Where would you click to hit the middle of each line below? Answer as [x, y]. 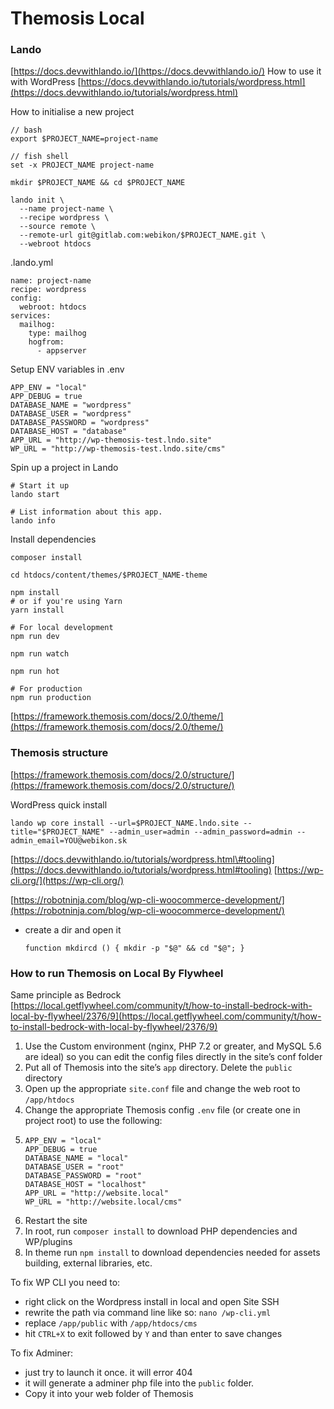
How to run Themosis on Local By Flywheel [117, 973]
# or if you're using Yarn [66, 602]
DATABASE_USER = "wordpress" [71, 414]
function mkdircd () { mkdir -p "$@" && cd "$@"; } [134, 948]
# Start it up [40, 486]
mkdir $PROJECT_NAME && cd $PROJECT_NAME [98, 183]
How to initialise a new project [72, 112]
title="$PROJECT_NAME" [57, 832]
